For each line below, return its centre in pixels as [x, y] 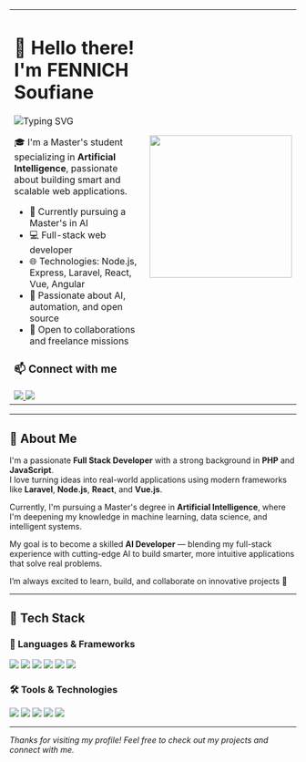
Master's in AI [59, 223]
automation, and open [76, 307]
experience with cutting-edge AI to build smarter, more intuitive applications [152, 553]
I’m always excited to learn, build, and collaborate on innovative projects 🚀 [148, 581]
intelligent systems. [46, 526]
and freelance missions [79, 341]
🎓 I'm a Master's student [69, 142]
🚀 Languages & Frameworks [72, 644]
